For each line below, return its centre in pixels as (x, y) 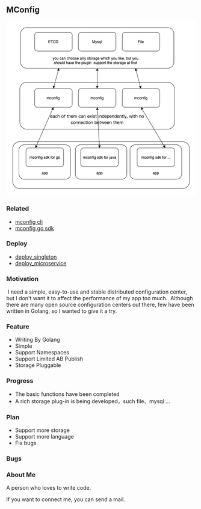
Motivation (23, 279)
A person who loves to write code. (49, 488)
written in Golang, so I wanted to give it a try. (62, 311)
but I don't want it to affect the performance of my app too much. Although (100, 298)
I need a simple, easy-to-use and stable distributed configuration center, (97, 292)
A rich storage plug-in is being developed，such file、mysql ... (92, 401)
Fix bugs (26, 443)
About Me (21, 475)
